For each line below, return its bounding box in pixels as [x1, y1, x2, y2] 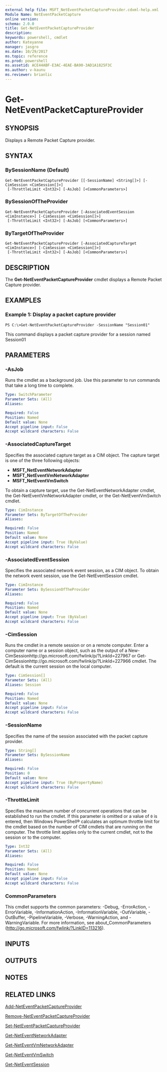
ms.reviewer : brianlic [5, 72, 52, 77]
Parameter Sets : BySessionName [5, 753, 70, 758]
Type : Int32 [5, 844, 30, 849]
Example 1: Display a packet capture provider [5, 311, 116, 318]
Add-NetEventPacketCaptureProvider [5, 1004, 82, 1010]
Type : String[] [5, 748, 37, 753]
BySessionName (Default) [5, 166, 70, 173]
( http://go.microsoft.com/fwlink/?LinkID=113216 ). [5, 925, 105, 931]
